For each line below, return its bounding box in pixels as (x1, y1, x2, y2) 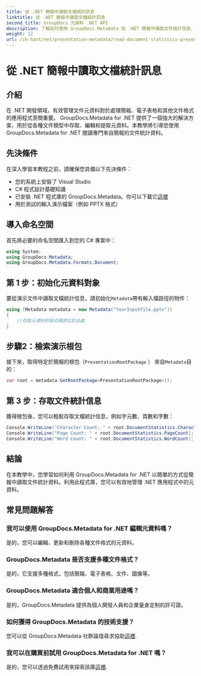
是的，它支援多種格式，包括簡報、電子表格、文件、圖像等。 (6, 570, 153, 577)
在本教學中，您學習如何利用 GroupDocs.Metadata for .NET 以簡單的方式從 (6, 470, 189, 478)
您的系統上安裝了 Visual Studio (14, 178, 91, 185)
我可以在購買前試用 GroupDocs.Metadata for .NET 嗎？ (6, 649, 167, 657)
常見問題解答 (6, 504, 54, 515)
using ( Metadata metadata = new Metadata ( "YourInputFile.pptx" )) (6, 307, 172, 313)
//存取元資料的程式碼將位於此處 (17, 317, 85, 323)
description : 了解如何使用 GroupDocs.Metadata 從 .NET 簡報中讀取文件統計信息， (6, 25, 196, 32)
